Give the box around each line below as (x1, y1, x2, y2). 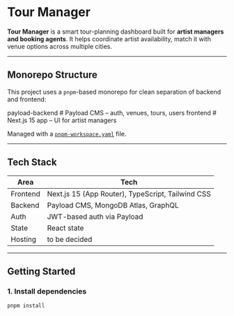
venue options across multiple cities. (7, 42, 113, 50)
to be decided (47, 234, 93, 244)
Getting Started (7, 265, 76, 277)
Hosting (10, 234, 37, 244)
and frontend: (7, 95, 47, 103)
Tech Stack (7, 157, 57, 168)
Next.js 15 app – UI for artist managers (7, 116, 117, 124)
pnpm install (7, 302, 45, 310)
